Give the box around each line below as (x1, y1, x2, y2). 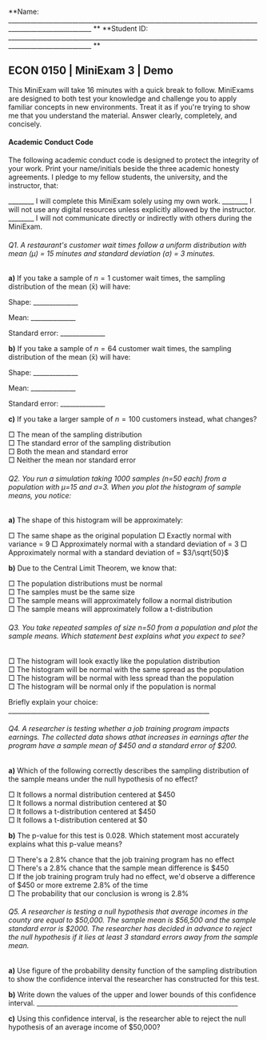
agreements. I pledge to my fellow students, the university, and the (8, 172, 228, 182)
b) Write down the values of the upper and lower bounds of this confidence (8, 990, 257, 999)
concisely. (8, 119, 42, 129)
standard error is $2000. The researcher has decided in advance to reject (8, 924, 253, 934)
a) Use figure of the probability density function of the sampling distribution (8, 966, 257, 975)
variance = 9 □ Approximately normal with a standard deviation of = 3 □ (8, 539, 248, 549)
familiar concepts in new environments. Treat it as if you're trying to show (8, 102, 250, 111)
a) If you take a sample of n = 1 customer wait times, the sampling (8, 274, 225, 283)
